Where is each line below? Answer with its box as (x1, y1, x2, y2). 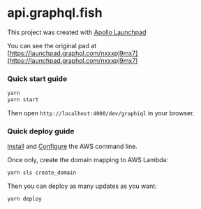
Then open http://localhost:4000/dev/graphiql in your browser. (7, 108, 195, 117)
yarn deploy (7, 196, 42, 203)
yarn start (7, 96, 39, 103)
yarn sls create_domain (7, 169, 77, 176)
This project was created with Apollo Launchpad (7, 28, 147, 36)
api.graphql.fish (7, 5, 103, 21)
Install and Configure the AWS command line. (7, 142, 138, 151)
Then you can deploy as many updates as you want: (7, 182, 157, 190)
